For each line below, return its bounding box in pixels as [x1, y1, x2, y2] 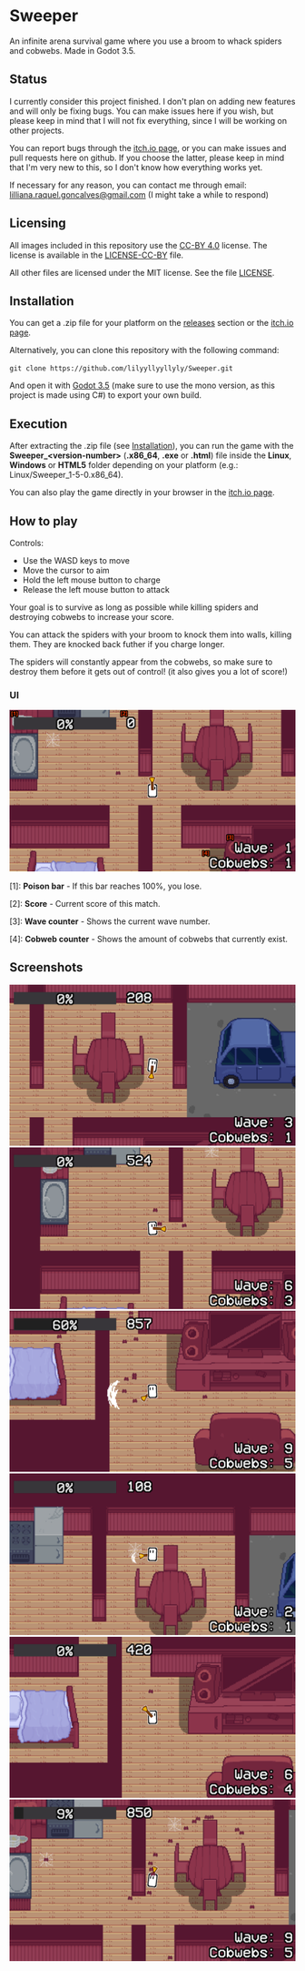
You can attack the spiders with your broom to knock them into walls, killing [9, 629, 292, 640]
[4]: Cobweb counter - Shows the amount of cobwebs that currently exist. [9, 933, 289, 944]
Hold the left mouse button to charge [22, 574, 161, 585]
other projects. [9, 125, 65, 136]
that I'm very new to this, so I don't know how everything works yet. [9, 161, 263, 173]
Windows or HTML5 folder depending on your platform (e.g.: [9, 460, 239, 471]
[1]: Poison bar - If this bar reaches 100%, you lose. [9, 880, 202, 891]
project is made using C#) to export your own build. [9, 390, 202, 401]
